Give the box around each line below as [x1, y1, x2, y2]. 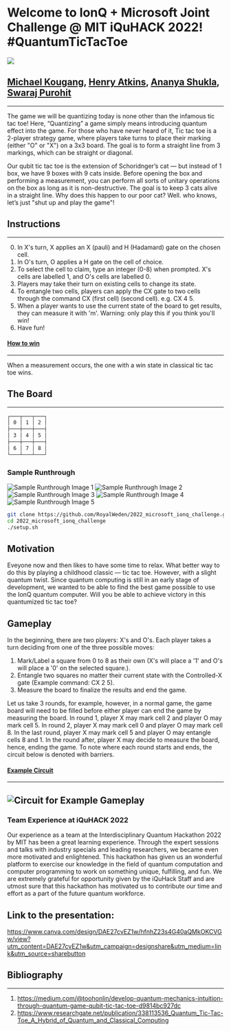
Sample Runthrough [7, 467, 76, 477]
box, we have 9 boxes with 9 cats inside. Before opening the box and [7, 169, 203, 177]
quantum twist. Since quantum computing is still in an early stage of [7, 576, 199, 584]
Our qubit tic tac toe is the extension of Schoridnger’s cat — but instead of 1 [7, 162, 222, 170]
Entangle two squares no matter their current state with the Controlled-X [16, 671, 222, 679]
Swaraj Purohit [7, 87, 71, 99]
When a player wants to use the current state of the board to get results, [16, 301, 222, 310]
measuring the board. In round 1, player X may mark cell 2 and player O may [7, 714, 222, 722]
